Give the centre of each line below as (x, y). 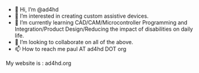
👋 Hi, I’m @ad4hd (36, 10)
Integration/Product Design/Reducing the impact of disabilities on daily (104, 29)
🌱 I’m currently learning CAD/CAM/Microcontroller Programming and (101, 22)
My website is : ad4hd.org (39, 63)
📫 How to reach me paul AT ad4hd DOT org (70, 49)
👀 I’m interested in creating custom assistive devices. (81, 16)
